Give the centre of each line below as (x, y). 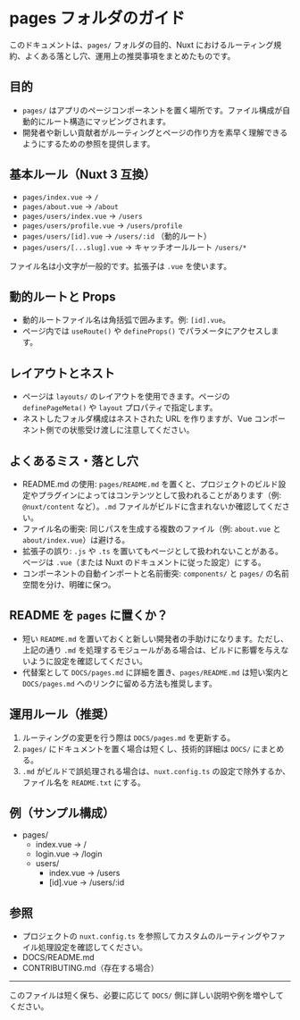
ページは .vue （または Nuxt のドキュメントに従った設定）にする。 (144, 562)
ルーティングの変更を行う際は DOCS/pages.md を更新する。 (128, 738)
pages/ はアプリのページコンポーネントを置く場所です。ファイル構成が (152, 110)
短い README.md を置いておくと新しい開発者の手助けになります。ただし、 (155, 638)
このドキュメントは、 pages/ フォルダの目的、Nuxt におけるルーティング (142, 45)
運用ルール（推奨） (62, 715)
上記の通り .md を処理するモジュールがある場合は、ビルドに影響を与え (151, 650)
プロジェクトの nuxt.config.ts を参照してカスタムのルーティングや (146, 936)
